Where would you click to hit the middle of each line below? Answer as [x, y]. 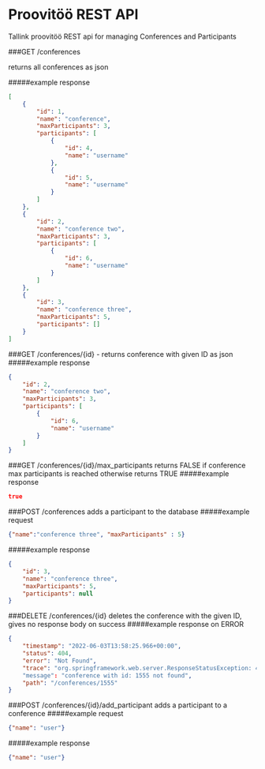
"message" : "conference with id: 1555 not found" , [107, 675]
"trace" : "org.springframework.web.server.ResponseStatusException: [137, 668]
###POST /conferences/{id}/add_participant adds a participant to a [118, 705]
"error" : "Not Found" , [60, 661]
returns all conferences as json [58, 67]
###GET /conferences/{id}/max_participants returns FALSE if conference [127, 465]
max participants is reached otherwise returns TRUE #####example [119, 474]
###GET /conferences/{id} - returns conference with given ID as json [121, 354]
